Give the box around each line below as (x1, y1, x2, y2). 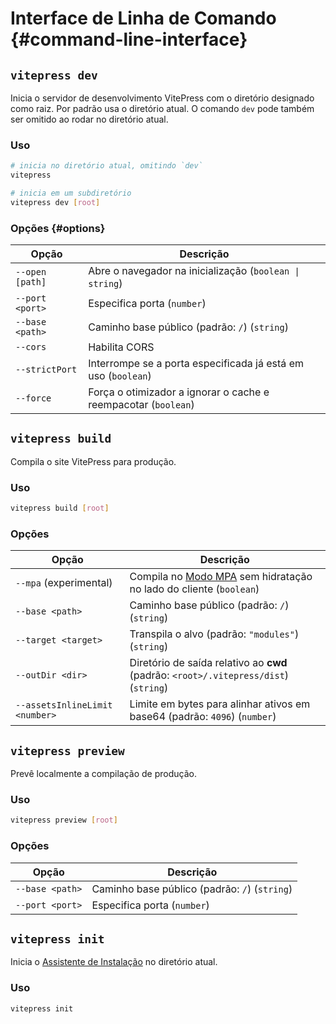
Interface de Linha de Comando (10, 7, 277, 30)
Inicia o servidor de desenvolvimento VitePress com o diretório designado (10, 92, 315, 104)
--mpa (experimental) (15, 576, 113, 590)
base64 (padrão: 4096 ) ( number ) (129, 710, 277, 724)
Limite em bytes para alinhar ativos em (129, 697, 311, 711)
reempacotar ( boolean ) (88, 398, 195, 412)
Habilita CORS (88, 340, 155, 354)
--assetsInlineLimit (15, 700, 113, 711)
